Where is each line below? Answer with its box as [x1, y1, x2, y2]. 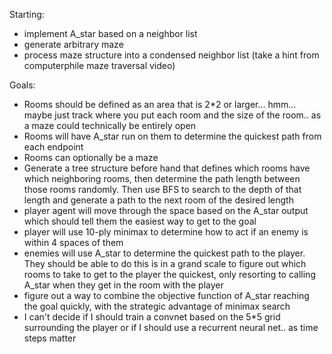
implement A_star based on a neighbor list [23, 28, 198, 39]
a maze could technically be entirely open [23, 120, 197, 131]
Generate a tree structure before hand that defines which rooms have [23, 162, 311, 174]
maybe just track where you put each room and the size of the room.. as [23, 109, 322, 121]
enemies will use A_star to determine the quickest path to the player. [23, 247, 306, 259]
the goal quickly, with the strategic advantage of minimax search [23, 300, 291, 312]
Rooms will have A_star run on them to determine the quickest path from [23, 130, 322, 142]
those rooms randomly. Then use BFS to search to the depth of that [23, 184, 302, 195]
